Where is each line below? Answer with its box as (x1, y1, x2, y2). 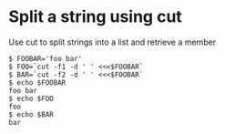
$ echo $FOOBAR (8, 77, 66, 88)
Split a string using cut (8, 6, 183, 27)
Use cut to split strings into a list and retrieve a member (8, 36, 216, 47)
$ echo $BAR (8, 109, 54, 119)
